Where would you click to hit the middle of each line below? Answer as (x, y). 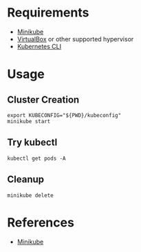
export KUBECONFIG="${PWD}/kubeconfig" (64, 115)
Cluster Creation (43, 99)
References (41, 222)
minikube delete (30, 195)
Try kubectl (32, 143)
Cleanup (26, 179)
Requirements (48, 13)
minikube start (29, 121)
